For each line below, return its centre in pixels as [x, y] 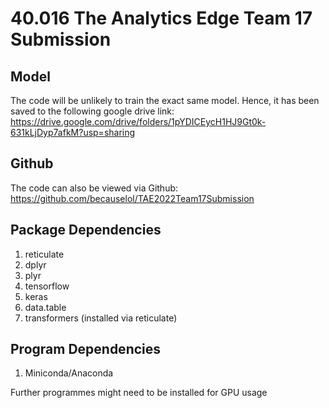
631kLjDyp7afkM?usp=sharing [73, 132]
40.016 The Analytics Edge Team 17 [161, 18]
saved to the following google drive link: [92, 111]
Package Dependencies [86, 230]
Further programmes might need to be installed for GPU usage [139, 393]
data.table [45, 307]
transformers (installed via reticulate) [101, 318]
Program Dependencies [86, 349]
